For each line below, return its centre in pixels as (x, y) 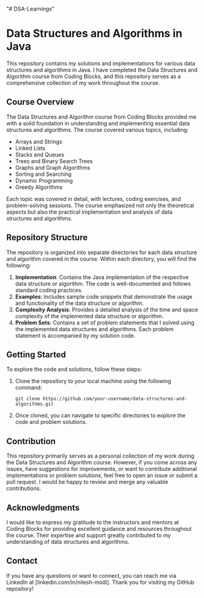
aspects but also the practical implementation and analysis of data (90, 212)
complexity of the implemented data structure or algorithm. (89, 316)
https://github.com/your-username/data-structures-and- (115, 399)
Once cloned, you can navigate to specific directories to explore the (100, 415)
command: (29, 388)
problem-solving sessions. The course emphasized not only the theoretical (100, 205)
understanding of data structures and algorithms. (68, 542)
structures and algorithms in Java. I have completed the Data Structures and (102, 70)
